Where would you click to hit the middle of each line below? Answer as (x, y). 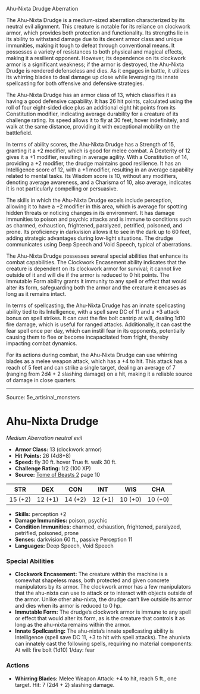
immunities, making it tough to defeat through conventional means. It (90, 45)
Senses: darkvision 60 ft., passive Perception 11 (74, 539)
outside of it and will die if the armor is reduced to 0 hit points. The (88, 275)
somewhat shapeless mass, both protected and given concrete (92, 580)
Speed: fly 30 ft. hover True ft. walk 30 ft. (66, 462)
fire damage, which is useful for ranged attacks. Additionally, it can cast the (99, 324)
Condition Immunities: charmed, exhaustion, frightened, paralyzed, (98, 527)
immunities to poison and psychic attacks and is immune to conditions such (99, 219)
